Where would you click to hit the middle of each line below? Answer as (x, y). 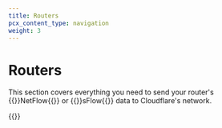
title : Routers (34, 16)
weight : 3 (25, 30)
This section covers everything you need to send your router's (111, 92)
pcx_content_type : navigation (59, 23)
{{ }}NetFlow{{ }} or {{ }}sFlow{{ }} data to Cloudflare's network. (110, 101)
